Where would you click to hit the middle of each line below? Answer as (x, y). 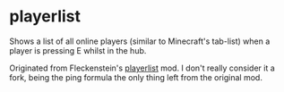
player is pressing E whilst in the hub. (78, 50)
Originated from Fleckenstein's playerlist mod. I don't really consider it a (142, 68)
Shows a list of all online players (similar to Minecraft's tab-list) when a (140, 41)
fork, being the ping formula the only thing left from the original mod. (136, 77)
